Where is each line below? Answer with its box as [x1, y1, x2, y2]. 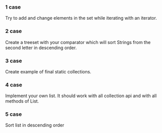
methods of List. [5, 98, 39, 104]
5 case [5, 111, 22, 118]
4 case [5, 81, 23, 88]
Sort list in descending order [5, 122, 65, 128]
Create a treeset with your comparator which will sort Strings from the [5, 39, 151, 45]
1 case [5, 4, 21, 11]
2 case [5, 28, 22, 35]
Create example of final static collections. [5, 68, 92, 74]
